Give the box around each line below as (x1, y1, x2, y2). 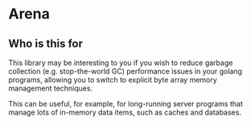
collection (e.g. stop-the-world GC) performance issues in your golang (8, 67, 243, 76)
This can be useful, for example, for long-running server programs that (8, 99, 243, 108)
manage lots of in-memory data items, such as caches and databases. (8, 107, 241, 117)
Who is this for (8, 37, 83, 50)
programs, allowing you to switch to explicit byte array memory (8, 75, 217, 84)
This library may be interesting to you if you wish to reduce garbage (8, 58, 233, 67)
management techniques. (8, 83, 93, 93)
